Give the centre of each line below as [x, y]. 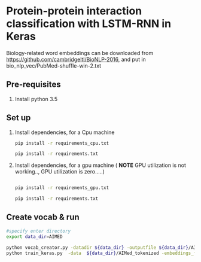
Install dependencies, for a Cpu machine [65, 132]
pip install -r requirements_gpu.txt [62, 188]
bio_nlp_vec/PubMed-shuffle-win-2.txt [54, 65]
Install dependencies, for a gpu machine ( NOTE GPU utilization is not [100, 165]
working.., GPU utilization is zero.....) [60, 172]
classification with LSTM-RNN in [89, 24]
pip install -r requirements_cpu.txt [62, 143]
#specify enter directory [38, 231]
